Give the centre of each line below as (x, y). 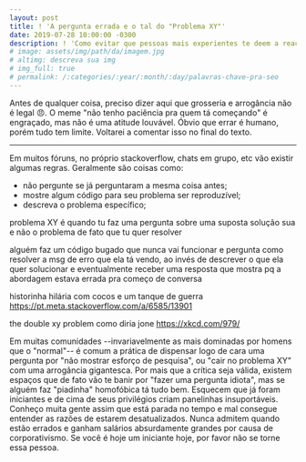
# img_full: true (42, 69)
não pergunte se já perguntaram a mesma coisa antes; (125, 185)
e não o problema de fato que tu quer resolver (96, 232)
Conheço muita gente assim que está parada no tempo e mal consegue (143, 408)
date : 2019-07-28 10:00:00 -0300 (73, 35)
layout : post (34, 18)
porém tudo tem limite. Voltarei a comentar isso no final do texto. (131, 132)
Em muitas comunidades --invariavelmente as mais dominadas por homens (151, 341)
